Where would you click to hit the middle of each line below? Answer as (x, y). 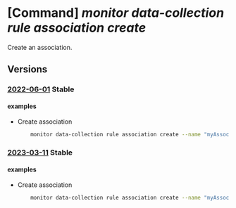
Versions (27, 69)
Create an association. (40, 47)
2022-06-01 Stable (41, 89)
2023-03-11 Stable (40, 152)
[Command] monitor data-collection (116, 13)
